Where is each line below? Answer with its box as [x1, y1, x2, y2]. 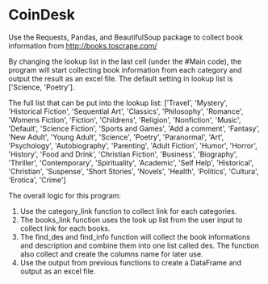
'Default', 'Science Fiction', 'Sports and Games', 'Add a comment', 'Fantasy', [8, 123, 261, 133]
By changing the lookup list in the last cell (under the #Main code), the [8, 56, 242, 66]
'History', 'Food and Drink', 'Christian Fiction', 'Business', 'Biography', [8, 149, 238, 159]
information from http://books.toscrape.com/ [8, 40, 157, 50]
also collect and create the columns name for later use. [19, 248, 203, 259]
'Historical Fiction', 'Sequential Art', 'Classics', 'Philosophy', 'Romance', [8, 106, 244, 116]
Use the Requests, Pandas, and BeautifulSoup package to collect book [8, 32, 244, 42]
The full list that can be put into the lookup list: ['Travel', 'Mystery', [8, 98, 228, 107]
